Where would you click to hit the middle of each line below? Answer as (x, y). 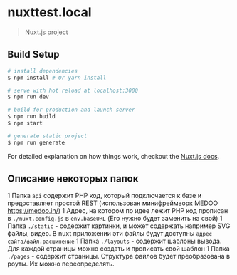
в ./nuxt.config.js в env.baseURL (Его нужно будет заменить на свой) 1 (115, 219)
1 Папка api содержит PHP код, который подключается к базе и (104, 196)
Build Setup (33, 55)
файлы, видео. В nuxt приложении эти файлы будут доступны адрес (110, 234)
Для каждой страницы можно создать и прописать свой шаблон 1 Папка (118, 249)
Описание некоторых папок (73, 179)
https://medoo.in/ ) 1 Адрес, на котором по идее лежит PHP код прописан (118, 211)
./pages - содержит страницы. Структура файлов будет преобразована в (119, 256)
